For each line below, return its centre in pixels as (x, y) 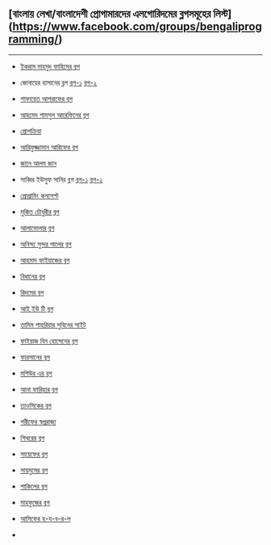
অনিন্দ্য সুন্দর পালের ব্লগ (46, 244)
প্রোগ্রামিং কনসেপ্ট (39, 195)
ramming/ (33, 39)
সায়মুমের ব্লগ (34, 470)
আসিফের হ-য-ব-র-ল (45, 518)
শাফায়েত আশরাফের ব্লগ (46, 99)
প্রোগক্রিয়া (31, 131)
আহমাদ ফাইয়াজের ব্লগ (45, 260)
